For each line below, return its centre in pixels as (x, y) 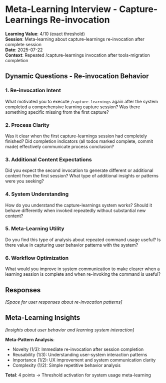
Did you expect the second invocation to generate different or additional (79, 170)
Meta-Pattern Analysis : (30, 339)
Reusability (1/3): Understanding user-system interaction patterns (80, 354)
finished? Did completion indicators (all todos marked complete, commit (79, 141)
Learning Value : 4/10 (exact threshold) (45, 34)
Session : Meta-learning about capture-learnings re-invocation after (75, 39)
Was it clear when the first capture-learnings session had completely (76, 136)
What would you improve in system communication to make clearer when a (82, 269)
